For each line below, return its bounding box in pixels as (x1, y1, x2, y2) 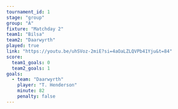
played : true (6, 43, 39, 49)
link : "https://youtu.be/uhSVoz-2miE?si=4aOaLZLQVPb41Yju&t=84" (6, 48, 173, 54)
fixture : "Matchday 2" (6, 25, 64, 32)
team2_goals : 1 (12, 65, 50, 71)
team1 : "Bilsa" (6, 31, 45, 38)
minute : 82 (17, 88, 45, 94)
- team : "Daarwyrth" (12, 76, 64, 82)
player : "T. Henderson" (17, 82, 78, 88)
